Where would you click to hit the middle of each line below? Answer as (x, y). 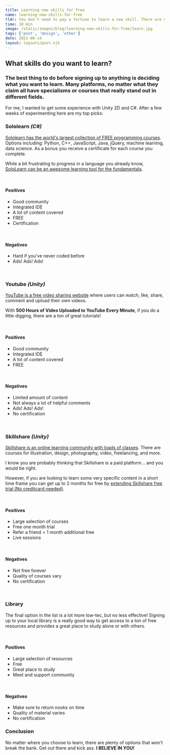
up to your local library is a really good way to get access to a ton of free (81, 620)
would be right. (21, 468)
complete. (16, 154)
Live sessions (27, 537)
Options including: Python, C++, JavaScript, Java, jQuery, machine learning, (85, 143)
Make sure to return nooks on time (49, 707)
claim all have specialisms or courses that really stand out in (81, 91)
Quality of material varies (39, 713)
